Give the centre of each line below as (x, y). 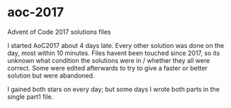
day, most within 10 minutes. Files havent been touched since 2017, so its (114, 53)
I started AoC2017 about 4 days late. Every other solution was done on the (116, 45)
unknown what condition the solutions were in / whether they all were (109, 60)
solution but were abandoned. (51, 76)
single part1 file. (30, 97)
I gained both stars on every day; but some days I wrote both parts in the (113, 89)
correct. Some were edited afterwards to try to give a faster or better (107, 68)
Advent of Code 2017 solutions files (59, 32)
